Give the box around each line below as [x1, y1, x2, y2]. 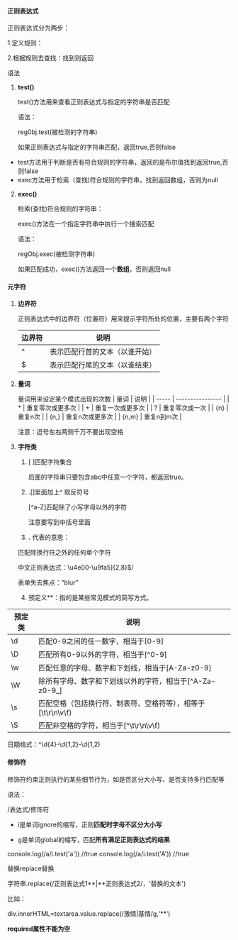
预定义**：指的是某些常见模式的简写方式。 [28, 593, 153, 602]
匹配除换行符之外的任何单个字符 [17, 548, 111, 557]
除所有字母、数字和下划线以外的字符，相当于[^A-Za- [38, 676, 216, 686]
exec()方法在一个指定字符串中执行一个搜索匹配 [17, 220, 154, 228]
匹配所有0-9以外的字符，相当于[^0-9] [38, 650, 168, 660]
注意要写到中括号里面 [28, 518, 91, 526]
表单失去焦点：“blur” [17, 578, 79, 587]
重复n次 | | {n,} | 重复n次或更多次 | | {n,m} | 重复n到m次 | [17, 412, 182, 421]
